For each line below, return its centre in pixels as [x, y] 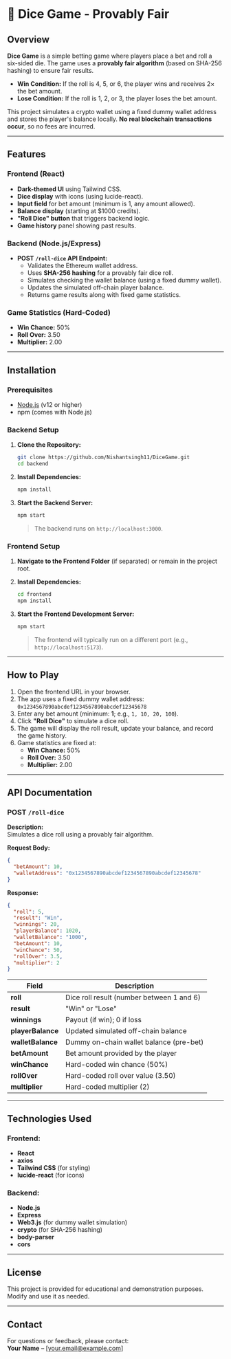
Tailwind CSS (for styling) [54, 1168]
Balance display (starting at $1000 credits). [79, 211]
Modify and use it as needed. [48, 1296]
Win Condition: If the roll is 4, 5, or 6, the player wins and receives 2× [116, 84]
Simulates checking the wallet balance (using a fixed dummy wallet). [124, 280]
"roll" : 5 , [29, 911]
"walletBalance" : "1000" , [51, 938]
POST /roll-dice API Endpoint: [62, 258]
